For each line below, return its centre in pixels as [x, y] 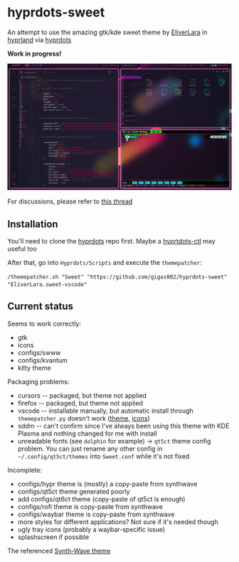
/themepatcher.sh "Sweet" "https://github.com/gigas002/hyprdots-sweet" [117, 277]
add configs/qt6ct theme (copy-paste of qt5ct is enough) [101, 499]
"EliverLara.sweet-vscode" [47, 285]
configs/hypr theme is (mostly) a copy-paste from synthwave [107, 483]
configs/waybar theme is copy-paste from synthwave [96, 514]
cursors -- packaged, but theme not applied [82, 395]
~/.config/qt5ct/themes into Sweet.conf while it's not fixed [103, 456]
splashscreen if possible [53, 537]
